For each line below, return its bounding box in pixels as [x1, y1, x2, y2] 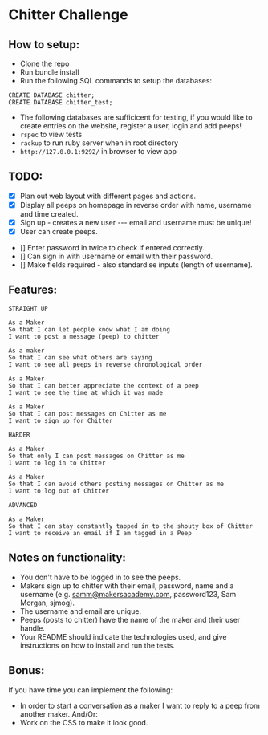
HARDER [8, 431, 30, 439]
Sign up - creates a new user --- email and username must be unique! [19, 217, 252, 227]
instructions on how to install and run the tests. [19, 640, 175, 650]
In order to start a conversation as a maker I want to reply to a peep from [19, 700, 261, 710]
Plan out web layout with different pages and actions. [19, 191, 197, 201]
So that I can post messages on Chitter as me [8, 409, 167, 418]
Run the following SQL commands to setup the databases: [19, 76, 213, 85]
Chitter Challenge [8, 6, 128, 24]
